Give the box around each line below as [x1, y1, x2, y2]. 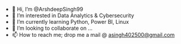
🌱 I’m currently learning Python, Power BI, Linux [11, 18, 129, 25]
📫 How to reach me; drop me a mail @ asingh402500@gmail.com [11, 32, 175, 38]
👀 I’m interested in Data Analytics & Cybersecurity [11, 12, 135, 19]
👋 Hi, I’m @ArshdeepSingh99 [11, 6, 83, 12]
